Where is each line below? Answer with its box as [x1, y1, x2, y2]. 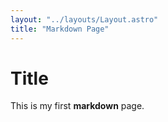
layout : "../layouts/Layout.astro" [10, 14, 159, 25]
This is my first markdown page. [10, 100, 145, 112]
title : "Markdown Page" [10, 24, 110, 34]
